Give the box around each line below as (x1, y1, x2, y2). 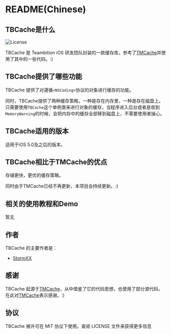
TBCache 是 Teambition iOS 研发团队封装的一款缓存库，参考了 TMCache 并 (5, 50, 162, 56)
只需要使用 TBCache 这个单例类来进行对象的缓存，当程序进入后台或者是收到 (5, 104, 160, 110)
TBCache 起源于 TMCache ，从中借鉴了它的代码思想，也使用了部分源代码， (5, 285, 163, 292)
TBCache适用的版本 (5, 127, 69, 136)
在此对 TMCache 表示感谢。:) (5, 292, 65, 298)
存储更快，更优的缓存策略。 (5, 172, 64, 178)
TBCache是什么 (5, 25, 56, 34)
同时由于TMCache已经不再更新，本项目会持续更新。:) (5, 183, 118, 189)
